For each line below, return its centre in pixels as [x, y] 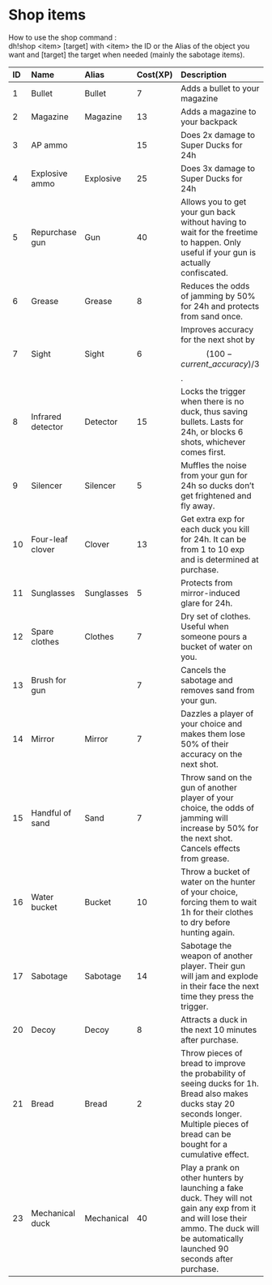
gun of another [209, 787]
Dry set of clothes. [216, 616]
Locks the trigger [213, 391]
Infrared [47, 417]
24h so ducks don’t [218, 486]
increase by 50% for [220, 828]
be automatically [212, 1238]
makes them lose [213, 734]
